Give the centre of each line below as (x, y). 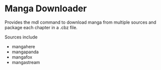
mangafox (22, 57)
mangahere (23, 46)
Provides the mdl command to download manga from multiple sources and (80, 22)
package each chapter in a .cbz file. (41, 27)
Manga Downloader (46, 9)
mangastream (26, 62)
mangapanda (25, 52)
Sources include (21, 37)
